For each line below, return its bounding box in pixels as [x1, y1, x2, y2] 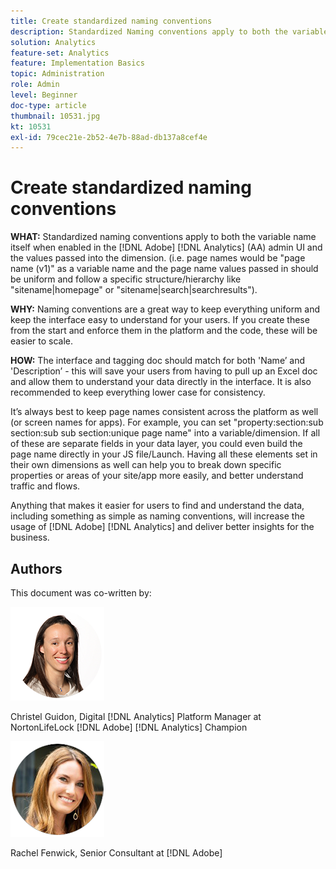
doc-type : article [10, 100, 87, 110]
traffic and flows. [10, 480, 81, 492]
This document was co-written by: [10, 587, 152, 599]
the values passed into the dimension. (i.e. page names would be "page [10, 252, 306, 264]
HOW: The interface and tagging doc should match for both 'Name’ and [10, 355, 305, 367]
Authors [10, 560, 63, 577]
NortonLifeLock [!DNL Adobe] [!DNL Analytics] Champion [10, 721, 248, 733]
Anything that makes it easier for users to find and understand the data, [10, 500, 305, 512]
